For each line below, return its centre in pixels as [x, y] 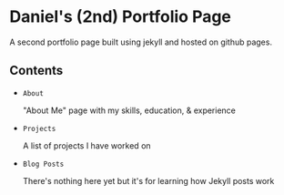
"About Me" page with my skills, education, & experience [129, 110]
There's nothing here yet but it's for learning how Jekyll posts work [148, 180]
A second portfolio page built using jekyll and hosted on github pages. [141, 42]
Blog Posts [43, 164]
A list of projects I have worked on [87, 145]
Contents [36, 71]
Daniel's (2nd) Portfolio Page [121, 17]
